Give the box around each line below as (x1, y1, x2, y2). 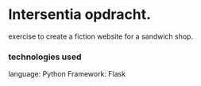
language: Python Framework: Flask (8, 69, 126, 79)
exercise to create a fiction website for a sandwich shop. (8, 32, 193, 41)
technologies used (8, 51, 82, 62)
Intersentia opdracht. (8, 6, 152, 24)
